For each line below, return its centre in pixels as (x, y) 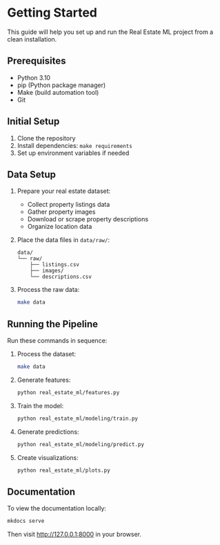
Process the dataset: (47, 354)
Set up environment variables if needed (73, 153)
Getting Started (52, 13)
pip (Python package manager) (61, 85)
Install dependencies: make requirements (74, 145)
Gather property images (61, 212)
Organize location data (60, 227)
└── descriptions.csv (61, 277)
